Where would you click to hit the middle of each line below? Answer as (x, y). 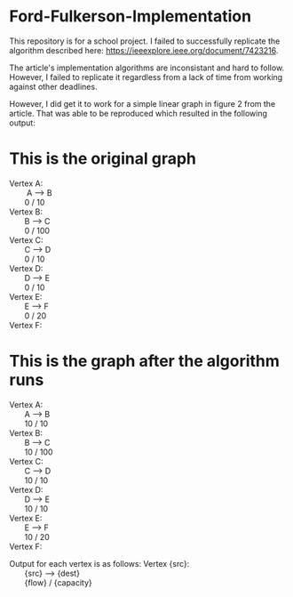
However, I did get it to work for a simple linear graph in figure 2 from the (143, 103)
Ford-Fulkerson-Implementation (130, 16)
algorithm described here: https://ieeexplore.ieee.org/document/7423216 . (144, 50)
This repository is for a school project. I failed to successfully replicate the (145, 41)
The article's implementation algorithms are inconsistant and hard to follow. (147, 68)
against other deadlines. (53, 86)
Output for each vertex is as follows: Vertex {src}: (99, 563)
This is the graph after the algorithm (144, 361)
